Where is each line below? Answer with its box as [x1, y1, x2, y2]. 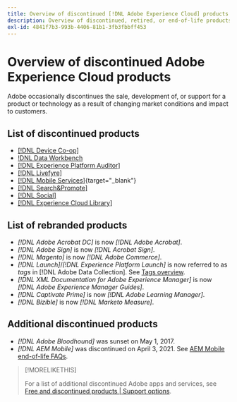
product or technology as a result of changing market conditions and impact [7, 99, 229, 108]
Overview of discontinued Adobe [7, 54, 205, 70]
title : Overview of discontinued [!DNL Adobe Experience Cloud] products [7, 10, 229, 18]
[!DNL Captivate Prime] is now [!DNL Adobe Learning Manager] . [17, 290, 205, 298]
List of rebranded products [7, 219, 128, 231]
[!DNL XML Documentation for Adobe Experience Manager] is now [17, 275, 212, 284]
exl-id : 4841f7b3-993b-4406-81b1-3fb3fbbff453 [7, 23, 147, 30]
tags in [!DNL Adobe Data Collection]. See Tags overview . [17, 267, 186, 276]
